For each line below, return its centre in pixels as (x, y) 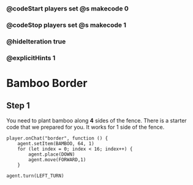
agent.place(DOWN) (52, 154)
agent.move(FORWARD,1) (57, 160)
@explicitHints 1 (31, 58)
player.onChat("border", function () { (57, 138)
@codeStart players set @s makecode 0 (67, 9)
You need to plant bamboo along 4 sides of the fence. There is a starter (96, 120)
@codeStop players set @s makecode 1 (66, 25)
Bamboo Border (47, 83)
